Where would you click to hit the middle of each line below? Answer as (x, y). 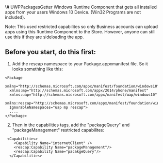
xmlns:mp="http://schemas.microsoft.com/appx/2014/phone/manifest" (79, 90)
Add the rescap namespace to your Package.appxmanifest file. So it (80, 64)
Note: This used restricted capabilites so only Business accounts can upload (81, 27)
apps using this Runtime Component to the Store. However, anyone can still (80, 32)
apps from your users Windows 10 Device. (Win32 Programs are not (73, 12)
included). (15, 17)
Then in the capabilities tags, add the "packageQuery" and (71, 125)
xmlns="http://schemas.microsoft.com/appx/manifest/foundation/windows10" (82, 86)
